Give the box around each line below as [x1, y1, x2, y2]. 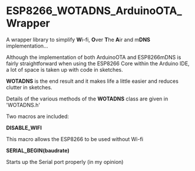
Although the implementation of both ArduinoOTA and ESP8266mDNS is [6, 53, 181, 61]
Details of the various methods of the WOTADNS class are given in [6, 95, 168, 102]
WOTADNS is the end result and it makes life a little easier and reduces [6, 78, 179, 85]
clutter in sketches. [6, 83, 52, 90]
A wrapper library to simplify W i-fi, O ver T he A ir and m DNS [6, 36, 150, 43]
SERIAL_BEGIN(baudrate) [6, 147, 70, 154]
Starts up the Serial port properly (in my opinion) [6, 158, 124, 165]
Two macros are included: [6, 113, 70, 120]
